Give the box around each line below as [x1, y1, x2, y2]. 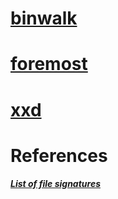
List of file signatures [10, 178, 102, 190]
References [10, 144, 108, 167]
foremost [10, 53, 88, 76]
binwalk [10, 7, 78, 30]
